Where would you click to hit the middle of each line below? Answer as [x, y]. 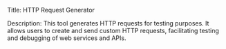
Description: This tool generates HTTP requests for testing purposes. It [108, 23]
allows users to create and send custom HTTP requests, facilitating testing [113, 31]
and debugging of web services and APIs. [67, 38]
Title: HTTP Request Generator [51, 10]
